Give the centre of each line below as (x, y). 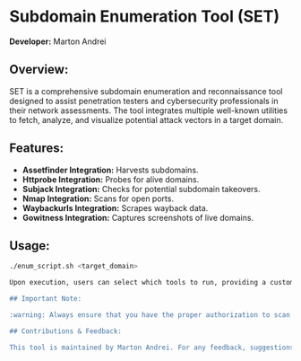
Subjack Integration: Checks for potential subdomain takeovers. (142, 189)
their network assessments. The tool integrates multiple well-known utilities (149, 110)
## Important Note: (46, 299)
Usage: (30, 246)
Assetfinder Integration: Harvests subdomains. (110, 170)
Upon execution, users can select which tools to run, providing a (138, 283)
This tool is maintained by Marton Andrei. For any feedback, (128, 348)
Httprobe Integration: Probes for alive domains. (111, 179)
